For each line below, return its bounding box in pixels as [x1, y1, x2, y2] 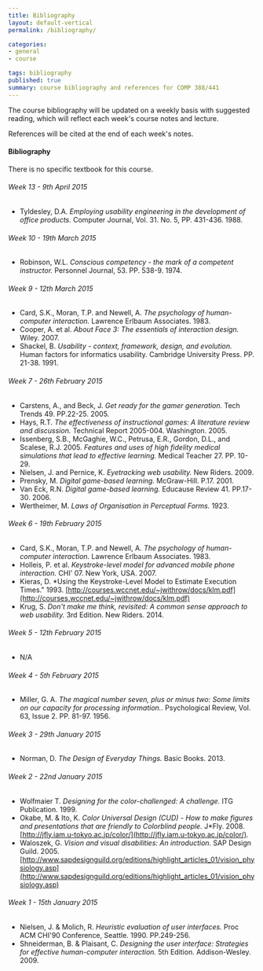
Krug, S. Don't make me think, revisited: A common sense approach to [19, 601, 248, 611]
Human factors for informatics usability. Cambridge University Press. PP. [19, 350, 255, 359]
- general [8, 48, 41, 56]
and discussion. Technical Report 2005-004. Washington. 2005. [19, 425, 228, 435]
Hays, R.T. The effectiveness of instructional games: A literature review [19, 417, 250, 427]
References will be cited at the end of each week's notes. [8, 129, 194, 138]
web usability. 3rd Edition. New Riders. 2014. [19, 610, 165, 620]
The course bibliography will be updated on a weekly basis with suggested [8, 105, 250, 115]
